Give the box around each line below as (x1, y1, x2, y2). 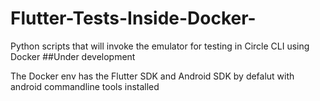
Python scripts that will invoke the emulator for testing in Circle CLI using (10, 40, 310, 52)
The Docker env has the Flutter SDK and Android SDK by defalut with (10, 70, 295, 82)
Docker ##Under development (10, 50, 136, 62)
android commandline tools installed (10, 80, 160, 92)
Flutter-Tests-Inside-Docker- (10, 7, 257, 30)
